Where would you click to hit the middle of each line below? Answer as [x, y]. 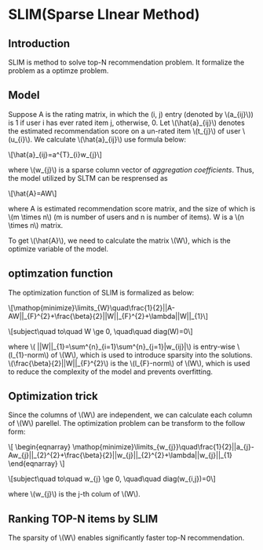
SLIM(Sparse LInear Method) [104, 15]
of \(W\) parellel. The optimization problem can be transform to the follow [127, 423]
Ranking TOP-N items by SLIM [83, 519]
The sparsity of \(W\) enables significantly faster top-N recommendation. [126, 538]
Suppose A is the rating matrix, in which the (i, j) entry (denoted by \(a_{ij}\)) [131, 114]
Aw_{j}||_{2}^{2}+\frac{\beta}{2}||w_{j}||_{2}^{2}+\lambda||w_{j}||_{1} [121, 455]
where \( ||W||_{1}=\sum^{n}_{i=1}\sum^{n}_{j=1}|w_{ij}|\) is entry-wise [122, 346]
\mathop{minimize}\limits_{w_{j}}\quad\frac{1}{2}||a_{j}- [163, 447]
